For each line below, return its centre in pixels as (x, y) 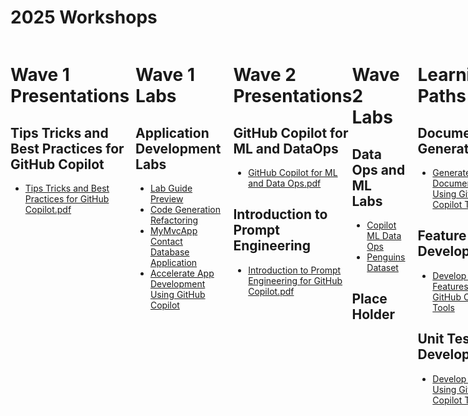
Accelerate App (182, 273)
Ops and (378, 169)
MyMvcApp (173, 230)
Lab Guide (171, 188)
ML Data (384, 235)
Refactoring (174, 220)
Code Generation (185, 209)
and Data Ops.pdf (285, 183)
